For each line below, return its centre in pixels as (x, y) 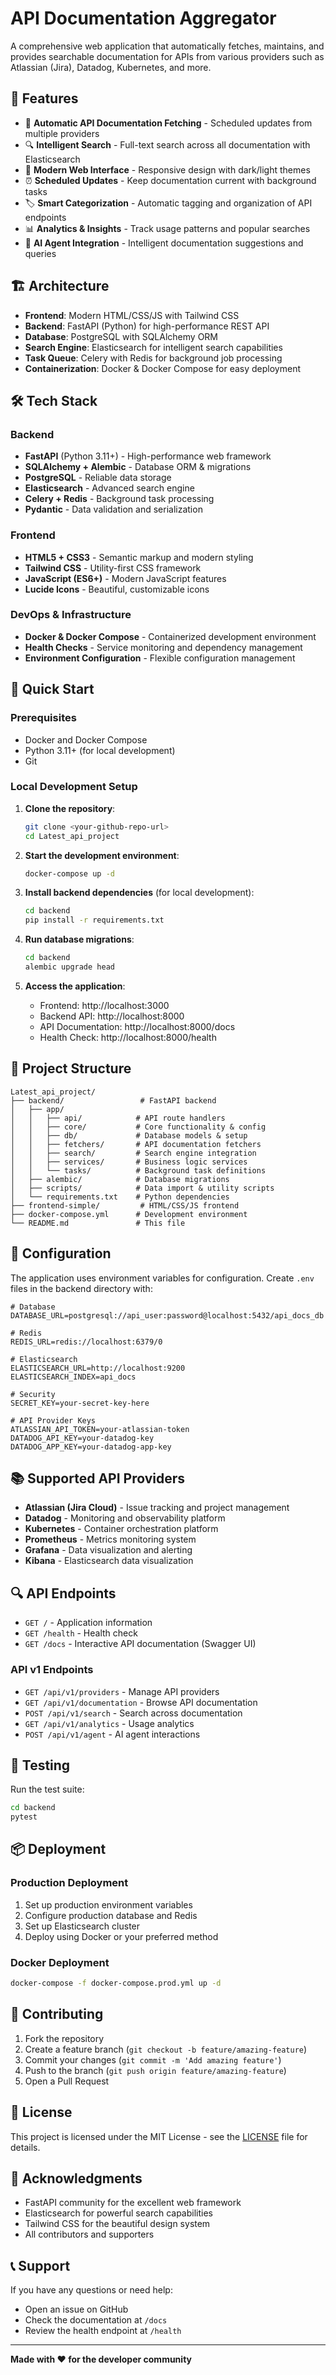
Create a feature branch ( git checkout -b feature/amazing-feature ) (166, 2049)
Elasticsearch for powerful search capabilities (118, 2213)
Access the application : (75, 986)
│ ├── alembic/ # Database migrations (120, 1179)
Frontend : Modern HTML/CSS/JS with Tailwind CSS (132, 315)
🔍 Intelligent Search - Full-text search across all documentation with (167, 144)
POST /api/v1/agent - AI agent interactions (112, 1734)
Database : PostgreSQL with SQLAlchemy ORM (121, 336)
